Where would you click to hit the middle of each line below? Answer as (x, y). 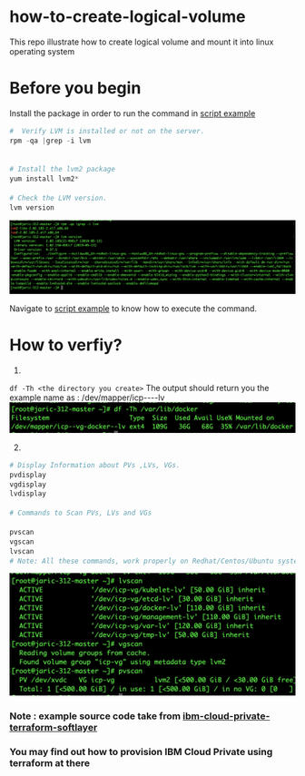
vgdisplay (28, 484)
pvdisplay (28, 475)
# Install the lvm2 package (63, 170)
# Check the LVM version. (58, 198)
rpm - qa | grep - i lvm (50, 141)
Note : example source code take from (95, 716)
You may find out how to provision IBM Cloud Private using (141, 752)
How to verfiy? (66, 345)
